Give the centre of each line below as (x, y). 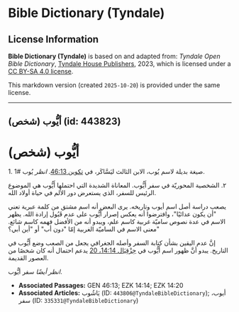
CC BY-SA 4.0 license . (41, 71)
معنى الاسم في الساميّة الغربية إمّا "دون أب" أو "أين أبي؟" (84, 229)
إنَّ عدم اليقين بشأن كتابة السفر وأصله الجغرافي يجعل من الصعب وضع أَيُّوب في (112, 243)
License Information (53, 39)
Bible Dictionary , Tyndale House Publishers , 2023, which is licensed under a (119, 64)
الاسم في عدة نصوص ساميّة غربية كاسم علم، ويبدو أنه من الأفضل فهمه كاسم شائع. (117, 222)
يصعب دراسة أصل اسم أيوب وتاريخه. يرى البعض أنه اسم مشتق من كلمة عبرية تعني (117, 206)
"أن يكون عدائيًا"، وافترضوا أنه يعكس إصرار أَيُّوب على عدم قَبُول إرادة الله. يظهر (112, 214)
